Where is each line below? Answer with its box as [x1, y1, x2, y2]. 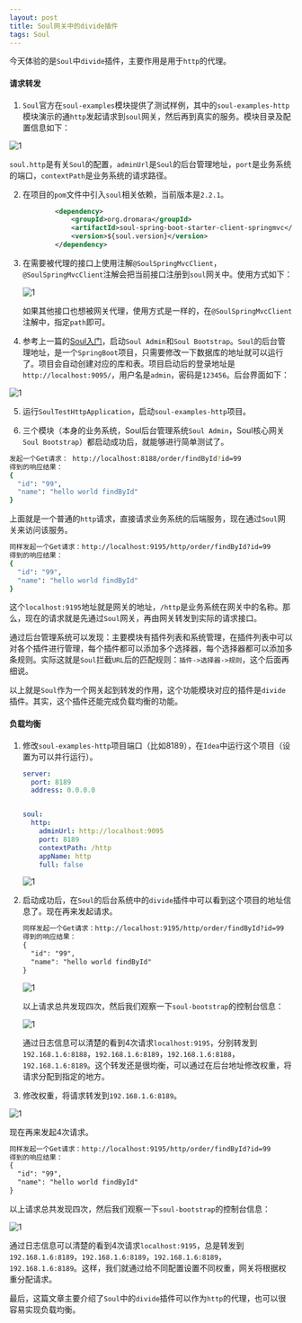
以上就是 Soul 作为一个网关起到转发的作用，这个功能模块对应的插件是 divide [9, 685, 286, 696]
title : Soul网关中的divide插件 [9, 22, 119, 31]
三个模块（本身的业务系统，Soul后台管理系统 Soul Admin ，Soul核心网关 [22, 424, 285, 436]
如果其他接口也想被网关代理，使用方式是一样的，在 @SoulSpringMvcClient [22, 305, 292, 315]
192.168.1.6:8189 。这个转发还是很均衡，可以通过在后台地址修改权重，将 [22, 1060, 292, 1070]
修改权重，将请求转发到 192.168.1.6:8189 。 [22, 1089, 182, 1101]
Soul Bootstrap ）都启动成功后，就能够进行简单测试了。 [22, 436, 229, 447]
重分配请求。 [9, 1274, 57, 1284]
